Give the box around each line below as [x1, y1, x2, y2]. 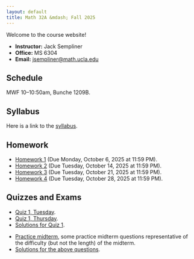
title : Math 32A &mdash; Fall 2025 [6, 14, 96, 20]
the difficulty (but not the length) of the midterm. [14, 239, 136, 246]
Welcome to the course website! [6, 31, 86, 38]
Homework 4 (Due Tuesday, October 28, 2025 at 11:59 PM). [14, 175, 163, 182]
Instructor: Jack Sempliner [14, 43, 83, 50]
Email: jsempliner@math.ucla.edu [14, 55, 99, 63]
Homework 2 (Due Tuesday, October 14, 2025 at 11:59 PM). [14, 162, 162, 169]
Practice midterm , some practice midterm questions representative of [14, 232, 189, 240]
